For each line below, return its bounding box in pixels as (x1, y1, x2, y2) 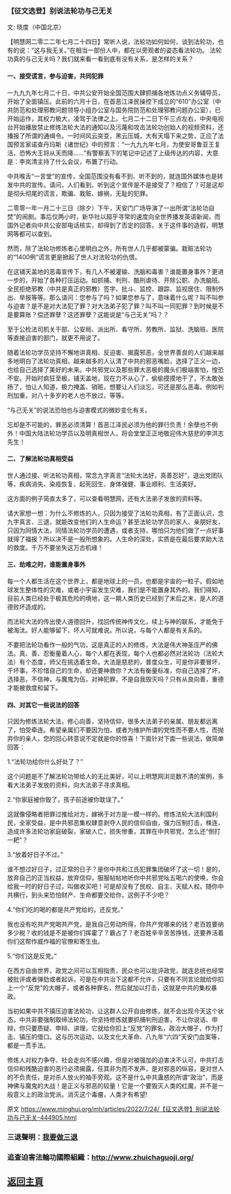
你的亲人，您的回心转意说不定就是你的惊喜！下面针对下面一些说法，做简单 (12, 735, 224, 743)
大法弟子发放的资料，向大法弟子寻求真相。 (12, 781, 134, 789)
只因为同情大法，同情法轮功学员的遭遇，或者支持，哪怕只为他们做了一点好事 (7, 526, 224, 534)
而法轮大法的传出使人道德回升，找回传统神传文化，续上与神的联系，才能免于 (7, 617, 224, 625)
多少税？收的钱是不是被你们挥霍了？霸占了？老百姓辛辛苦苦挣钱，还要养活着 (7, 929, 224, 937)
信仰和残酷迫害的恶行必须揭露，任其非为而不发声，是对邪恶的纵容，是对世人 (7, 1065, 224, 1073)
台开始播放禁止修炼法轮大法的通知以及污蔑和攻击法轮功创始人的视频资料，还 (7, 122, 224, 131)
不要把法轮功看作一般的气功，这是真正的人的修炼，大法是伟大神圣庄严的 (7, 640, 212, 649)
